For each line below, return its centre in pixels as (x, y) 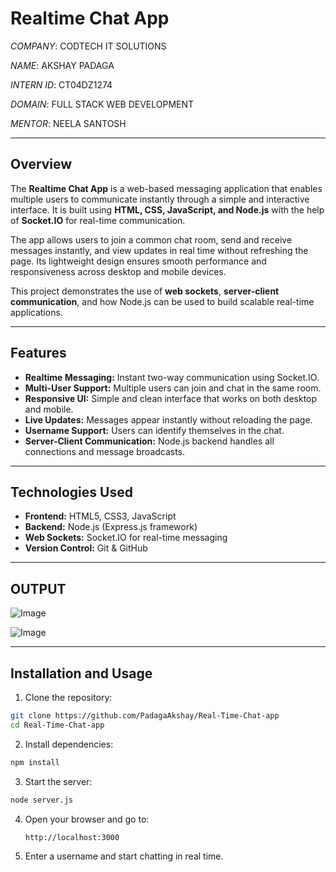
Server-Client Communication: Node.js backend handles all (149, 441)
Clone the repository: (68, 697)
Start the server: (58, 781)
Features (38, 353)
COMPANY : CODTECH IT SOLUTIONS (88, 46)
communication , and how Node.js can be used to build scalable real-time (162, 301)
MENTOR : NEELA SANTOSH (68, 123)
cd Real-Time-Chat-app (57, 725)
